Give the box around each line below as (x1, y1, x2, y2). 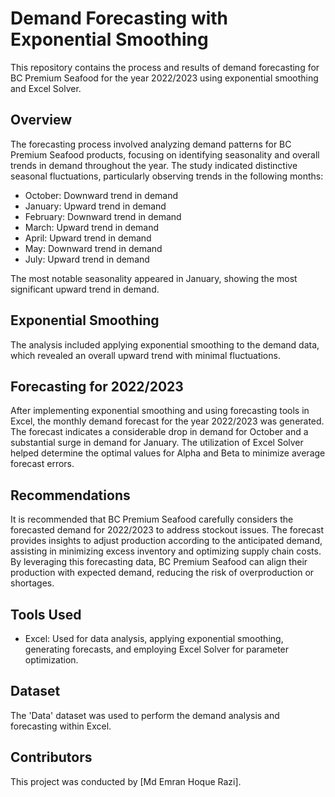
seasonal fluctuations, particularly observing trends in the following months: (10, 170, 324, 182)
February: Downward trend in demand (24, 210, 182, 222)
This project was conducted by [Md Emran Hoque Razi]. (10, 775, 242, 787)
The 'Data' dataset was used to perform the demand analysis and (10, 709, 280, 721)
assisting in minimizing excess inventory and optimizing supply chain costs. (10, 545, 322, 557)
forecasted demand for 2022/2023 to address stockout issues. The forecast (10, 524, 325, 536)
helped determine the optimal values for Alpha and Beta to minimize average (10, 447, 326, 459)
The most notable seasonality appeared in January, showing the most (10, 272, 298, 284)
